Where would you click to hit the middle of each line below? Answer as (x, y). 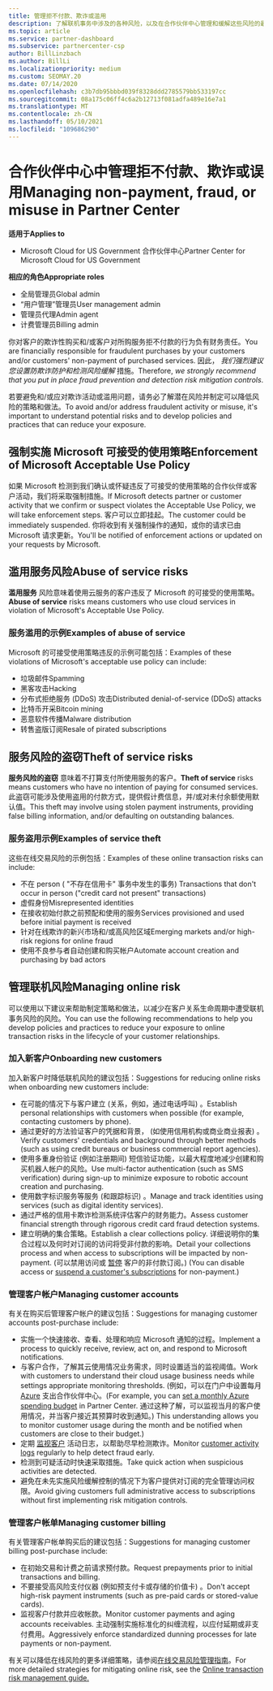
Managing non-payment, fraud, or (140, 192)
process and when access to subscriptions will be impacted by (125, 1252)
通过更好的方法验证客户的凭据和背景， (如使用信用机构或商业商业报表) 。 (142, 1131)
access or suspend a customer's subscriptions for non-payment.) (130, 1271)
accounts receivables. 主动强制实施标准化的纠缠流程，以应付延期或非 (136, 1624)
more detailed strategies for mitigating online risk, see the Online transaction (136, 1669)
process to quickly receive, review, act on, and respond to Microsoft (133, 1348)
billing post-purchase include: (58, 1551)
